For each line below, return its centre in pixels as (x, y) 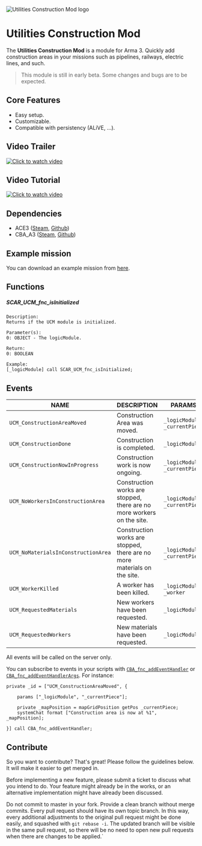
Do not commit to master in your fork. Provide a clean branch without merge (100, 804)
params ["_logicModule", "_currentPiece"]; (72, 697)
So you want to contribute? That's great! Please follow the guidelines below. (100, 762)
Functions (26, 287)
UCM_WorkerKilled (34, 589)
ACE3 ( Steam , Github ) (42, 228)
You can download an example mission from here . (68, 268)
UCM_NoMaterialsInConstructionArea (60, 553)
